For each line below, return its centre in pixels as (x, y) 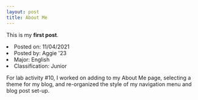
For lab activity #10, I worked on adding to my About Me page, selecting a (99, 78)
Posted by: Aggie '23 (41, 53)
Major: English (32, 59)
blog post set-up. (28, 90)
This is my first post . (33, 35)
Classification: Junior (41, 66)
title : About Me (27, 18)
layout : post (23, 12)
